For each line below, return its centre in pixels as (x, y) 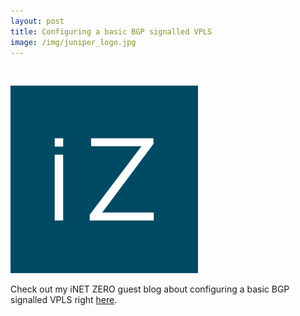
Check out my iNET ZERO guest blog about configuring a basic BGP (150, 289)
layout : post (37, 21)
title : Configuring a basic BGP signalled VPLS (111, 31)
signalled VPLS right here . (64, 300)
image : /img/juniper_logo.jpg (73, 42)
